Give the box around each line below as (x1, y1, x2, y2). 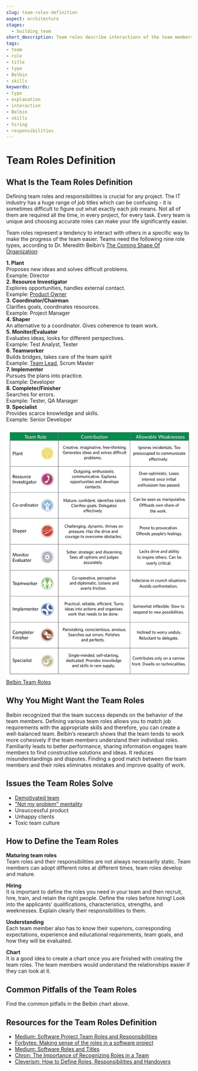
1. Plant (6, 259, 25, 266)
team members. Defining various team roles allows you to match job (6, 717, 171, 724)
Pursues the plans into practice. (6, 372, 84, 380)
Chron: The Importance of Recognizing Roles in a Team (14, 1052, 149, 1059)
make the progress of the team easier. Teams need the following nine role (6, 236, 185, 243)
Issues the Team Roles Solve (6, 779, 114, 789)
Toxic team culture (14, 819, 60, 826)
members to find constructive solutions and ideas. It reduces (6, 749, 154, 756)
